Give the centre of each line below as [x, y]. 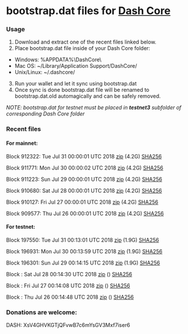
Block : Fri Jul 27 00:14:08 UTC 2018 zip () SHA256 [68, 285]
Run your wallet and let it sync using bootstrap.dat [76, 84]
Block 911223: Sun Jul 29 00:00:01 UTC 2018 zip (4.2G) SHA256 [84, 179]
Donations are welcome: [42, 312]
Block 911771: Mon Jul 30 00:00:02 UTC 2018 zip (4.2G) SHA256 [85, 168]
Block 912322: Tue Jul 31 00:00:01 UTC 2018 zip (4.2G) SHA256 [84, 156]
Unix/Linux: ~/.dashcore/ [45, 72]
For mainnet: [22, 143]
